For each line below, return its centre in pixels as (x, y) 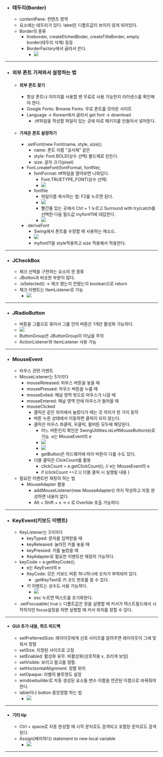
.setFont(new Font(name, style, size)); (65, 144)
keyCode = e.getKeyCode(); (47, 562)
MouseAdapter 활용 (46, 484)
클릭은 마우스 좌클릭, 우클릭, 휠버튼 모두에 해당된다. (82, 424)
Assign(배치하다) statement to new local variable (67, 739)
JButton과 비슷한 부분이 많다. (47, 277)
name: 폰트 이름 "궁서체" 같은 (62, 150)
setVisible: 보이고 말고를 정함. (48, 662)
